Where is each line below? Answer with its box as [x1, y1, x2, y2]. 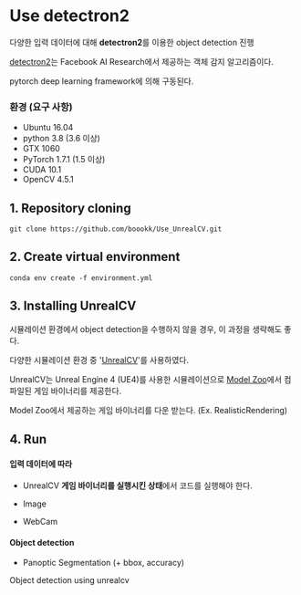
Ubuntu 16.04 [22, 122, 74, 133]
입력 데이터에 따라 [9, 458, 73, 469]
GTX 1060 [22, 143, 61, 154]
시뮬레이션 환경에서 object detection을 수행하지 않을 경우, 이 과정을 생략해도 [9, 323, 283, 334]
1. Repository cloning [9, 200, 131, 215]
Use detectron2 [9, 5, 130, 26]
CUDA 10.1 [22, 164, 62, 175]
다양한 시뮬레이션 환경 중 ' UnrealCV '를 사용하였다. [9, 354, 190, 365]
